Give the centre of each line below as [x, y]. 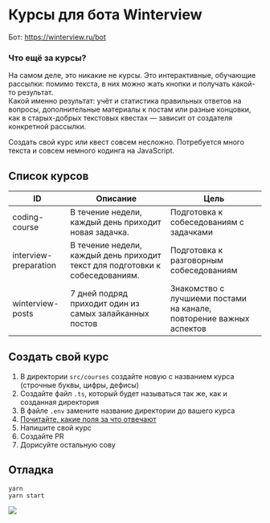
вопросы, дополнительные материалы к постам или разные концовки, [130, 109]
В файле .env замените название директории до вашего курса [127, 411]
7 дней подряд [99, 293]
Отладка [31, 470]
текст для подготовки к [115, 265]
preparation [34, 265]
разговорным [196, 260]
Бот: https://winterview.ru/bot [57, 37]
